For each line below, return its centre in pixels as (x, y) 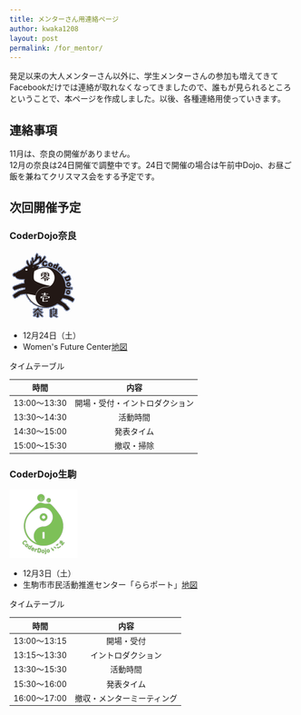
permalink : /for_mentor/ (56, 48)
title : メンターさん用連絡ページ (64, 19)
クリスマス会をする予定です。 (104, 176)
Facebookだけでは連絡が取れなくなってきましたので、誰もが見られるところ (150, 87)
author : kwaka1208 (44, 29)
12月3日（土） (49, 573)
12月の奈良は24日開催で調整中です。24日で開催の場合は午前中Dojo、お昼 (146, 165)
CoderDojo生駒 (43, 474)
